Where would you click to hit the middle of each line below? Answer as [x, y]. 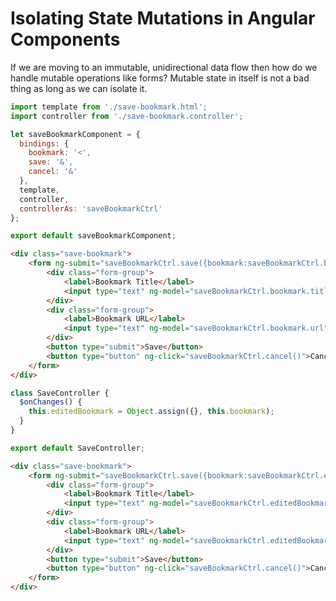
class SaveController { [60, 393]
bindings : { [44, 143]
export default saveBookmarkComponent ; [93, 236]
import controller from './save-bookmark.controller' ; [127, 116]
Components [65, 39]
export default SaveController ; [77, 448]
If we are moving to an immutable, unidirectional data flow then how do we [164, 67]
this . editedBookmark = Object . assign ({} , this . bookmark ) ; [151, 412]
